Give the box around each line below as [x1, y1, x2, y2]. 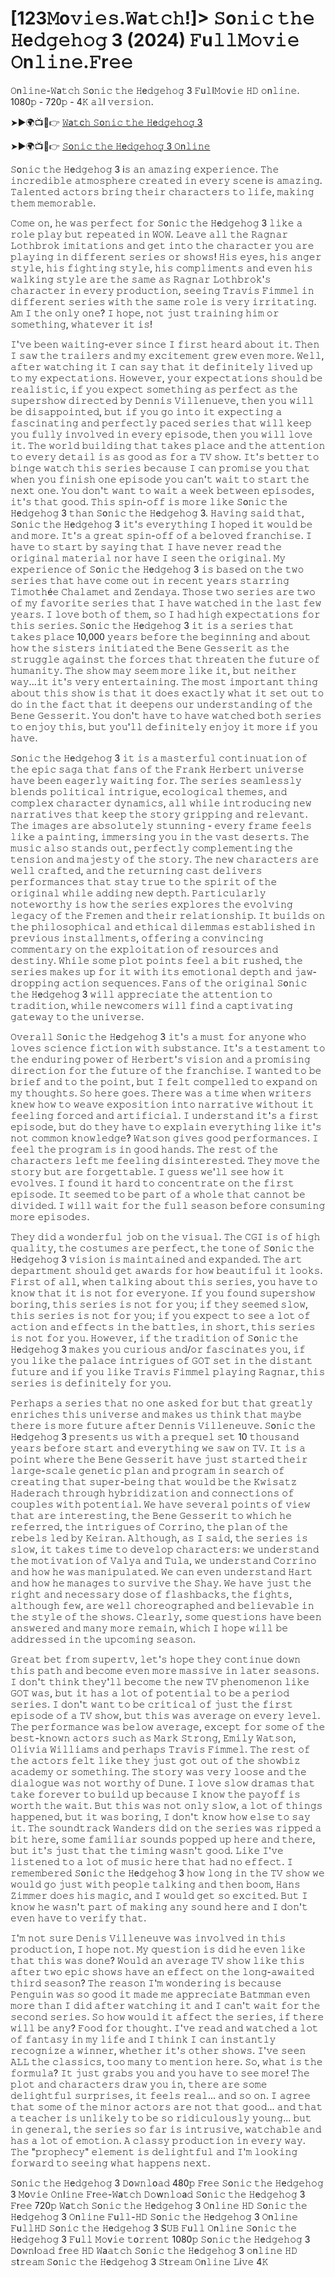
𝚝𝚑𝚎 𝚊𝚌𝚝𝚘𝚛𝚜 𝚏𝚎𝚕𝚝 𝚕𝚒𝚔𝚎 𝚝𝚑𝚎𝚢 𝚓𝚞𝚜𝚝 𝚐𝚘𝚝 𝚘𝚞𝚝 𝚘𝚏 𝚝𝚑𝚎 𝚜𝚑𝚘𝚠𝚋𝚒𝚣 [10, 1754, 301, 1766]
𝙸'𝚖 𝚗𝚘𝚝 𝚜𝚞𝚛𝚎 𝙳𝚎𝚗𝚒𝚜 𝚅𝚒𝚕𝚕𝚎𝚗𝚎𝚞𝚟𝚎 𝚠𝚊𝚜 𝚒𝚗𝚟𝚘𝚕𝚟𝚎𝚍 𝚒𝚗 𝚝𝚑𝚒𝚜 [10, 1932, 287, 1944]
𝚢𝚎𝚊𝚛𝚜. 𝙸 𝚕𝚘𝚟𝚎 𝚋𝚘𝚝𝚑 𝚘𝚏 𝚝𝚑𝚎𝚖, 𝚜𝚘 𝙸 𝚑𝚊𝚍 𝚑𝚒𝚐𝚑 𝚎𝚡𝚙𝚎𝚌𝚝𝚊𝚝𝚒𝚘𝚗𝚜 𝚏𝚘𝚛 [10, 608, 321, 620]
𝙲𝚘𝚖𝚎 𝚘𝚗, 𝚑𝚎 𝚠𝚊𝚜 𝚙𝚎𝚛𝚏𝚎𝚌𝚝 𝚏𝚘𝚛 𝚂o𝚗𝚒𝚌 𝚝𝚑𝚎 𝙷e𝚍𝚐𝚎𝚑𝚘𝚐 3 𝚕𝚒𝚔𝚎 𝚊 [10, 217, 303, 229]
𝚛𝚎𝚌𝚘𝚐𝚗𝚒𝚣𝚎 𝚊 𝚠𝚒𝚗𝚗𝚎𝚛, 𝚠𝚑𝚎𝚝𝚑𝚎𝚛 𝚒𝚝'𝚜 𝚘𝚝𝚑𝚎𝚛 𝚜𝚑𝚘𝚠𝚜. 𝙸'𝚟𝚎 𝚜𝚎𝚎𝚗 [10, 2044, 307, 2056]
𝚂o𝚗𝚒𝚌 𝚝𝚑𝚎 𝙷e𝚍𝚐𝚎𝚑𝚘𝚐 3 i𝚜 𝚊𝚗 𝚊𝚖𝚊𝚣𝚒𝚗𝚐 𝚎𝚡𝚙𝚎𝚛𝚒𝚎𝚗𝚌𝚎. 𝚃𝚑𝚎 [10, 163, 280, 175]
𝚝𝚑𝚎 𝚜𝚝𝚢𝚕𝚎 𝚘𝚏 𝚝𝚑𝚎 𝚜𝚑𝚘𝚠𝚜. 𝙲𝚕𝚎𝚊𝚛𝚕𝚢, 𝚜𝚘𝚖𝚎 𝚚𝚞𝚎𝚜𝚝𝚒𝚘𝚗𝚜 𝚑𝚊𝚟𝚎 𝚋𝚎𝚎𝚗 [10, 1610, 322, 1622]
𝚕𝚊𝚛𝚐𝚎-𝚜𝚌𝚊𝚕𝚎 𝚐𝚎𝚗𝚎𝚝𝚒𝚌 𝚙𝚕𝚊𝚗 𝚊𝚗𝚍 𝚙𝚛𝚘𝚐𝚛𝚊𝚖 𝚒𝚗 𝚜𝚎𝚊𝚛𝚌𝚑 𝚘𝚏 [10, 1464, 285, 1476]
